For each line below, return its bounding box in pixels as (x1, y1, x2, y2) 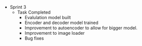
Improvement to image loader (24, 30, 85, 36)
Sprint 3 (9, 4, 26, 10)
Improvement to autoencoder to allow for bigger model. (24, 25, 138, 31)
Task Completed (17, 9, 51, 15)
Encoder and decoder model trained (24, 20, 98, 25)
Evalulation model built (24, 15, 71, 20)
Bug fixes (24, 35, 44, 41)
